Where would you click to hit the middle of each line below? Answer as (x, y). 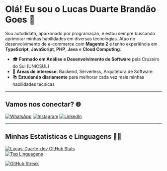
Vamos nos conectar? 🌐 (43, 104)
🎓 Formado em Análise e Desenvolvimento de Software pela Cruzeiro (86, 59)
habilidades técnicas (33, 84)
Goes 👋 (20, 20)
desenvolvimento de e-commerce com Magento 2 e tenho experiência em (82, 44)
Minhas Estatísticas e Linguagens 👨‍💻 (63, 137)
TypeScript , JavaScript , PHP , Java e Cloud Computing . (63, 49)
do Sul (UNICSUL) (31, 66)
